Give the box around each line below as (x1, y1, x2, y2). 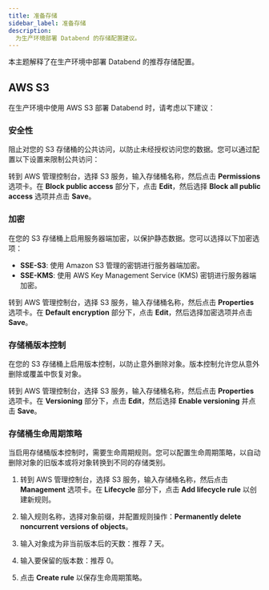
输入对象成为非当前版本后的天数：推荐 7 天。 (19, 539, 169, 548)
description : (8, 26, 52, 34)
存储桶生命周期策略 (8, 427, 82, 439)
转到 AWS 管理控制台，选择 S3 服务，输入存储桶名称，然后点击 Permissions (8, 171, 261, 181)
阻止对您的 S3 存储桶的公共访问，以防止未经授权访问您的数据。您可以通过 (8, 145, 253, 155)
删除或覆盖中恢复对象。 (8, 369, 86, 379)
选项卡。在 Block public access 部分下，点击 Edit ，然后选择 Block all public (8, 182, 261, 191)
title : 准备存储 (8, 11, 58, 20)
